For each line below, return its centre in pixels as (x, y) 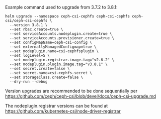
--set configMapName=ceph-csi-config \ (51, 42)
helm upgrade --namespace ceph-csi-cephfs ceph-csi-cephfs (68, 16)
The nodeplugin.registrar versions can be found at (57, 106)
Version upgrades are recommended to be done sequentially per (71, 91)
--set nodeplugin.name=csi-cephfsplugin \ (54, 51)
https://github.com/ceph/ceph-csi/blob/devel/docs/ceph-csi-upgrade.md (81, 96)
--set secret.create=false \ (40, 69)
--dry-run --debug (29, 82)
